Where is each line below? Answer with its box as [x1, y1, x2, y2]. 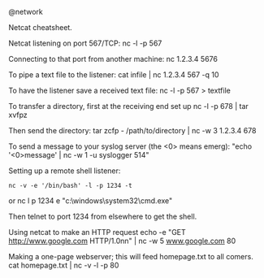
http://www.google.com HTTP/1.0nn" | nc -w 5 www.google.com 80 [8, 236, 236, 245]
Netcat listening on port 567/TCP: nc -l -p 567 [8, 38, 162, 48]
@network [8, 7, 43, 16]
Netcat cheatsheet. [8, 23, 73, 32]
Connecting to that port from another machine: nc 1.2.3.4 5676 [8, 54, 218, 63]
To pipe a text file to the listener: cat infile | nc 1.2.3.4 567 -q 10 [8, 70, 219, 80]
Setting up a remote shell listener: [8, 166, 121, 176]
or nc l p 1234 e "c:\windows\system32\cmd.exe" [8, 196, 173, 206]
